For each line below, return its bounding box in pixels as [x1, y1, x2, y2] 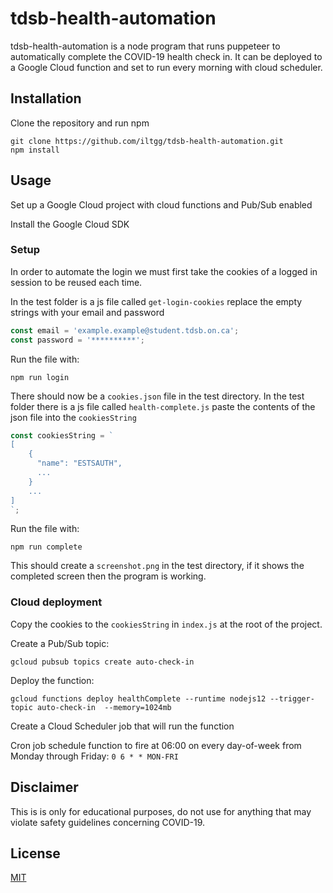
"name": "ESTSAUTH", [36, 458, 123, 469]
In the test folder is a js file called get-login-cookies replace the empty [10, 295, 303, 307]
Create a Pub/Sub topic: [10, 637, 110, 649]
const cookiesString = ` [10, 430, 114, 441]
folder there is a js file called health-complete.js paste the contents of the [10, 400, 316, 412]
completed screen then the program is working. [10, 570, 207, 582]
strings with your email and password [10, 306, 165, 318]
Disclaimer [10, 779, 79, 796]
